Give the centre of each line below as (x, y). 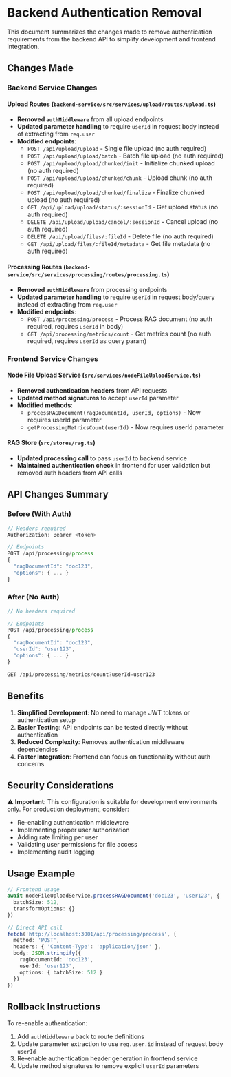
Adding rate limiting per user (57, 837)
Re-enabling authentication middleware (73, 823)
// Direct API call (35, 927)
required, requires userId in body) (75, 326)
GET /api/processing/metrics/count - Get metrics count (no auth (119, 334)
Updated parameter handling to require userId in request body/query (116, 297)
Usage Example (41, 873)
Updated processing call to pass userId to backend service (102, 458)
